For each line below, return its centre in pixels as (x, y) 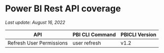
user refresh (87, 43)
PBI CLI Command (94, 34)
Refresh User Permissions (38, 43)
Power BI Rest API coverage (63, 9)
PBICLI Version (139, 34)
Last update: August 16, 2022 (35, 22)
